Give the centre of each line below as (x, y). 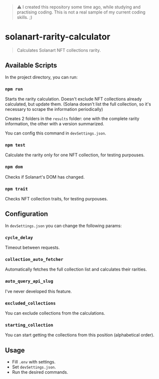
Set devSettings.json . (34, 367)
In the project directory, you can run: (41, 77)
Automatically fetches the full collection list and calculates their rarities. (76, 269)
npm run (14, 89)
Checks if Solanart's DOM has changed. (45, 177)
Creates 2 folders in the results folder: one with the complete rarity (72, 119)
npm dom (14, 167)
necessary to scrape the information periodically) (54, 109)
